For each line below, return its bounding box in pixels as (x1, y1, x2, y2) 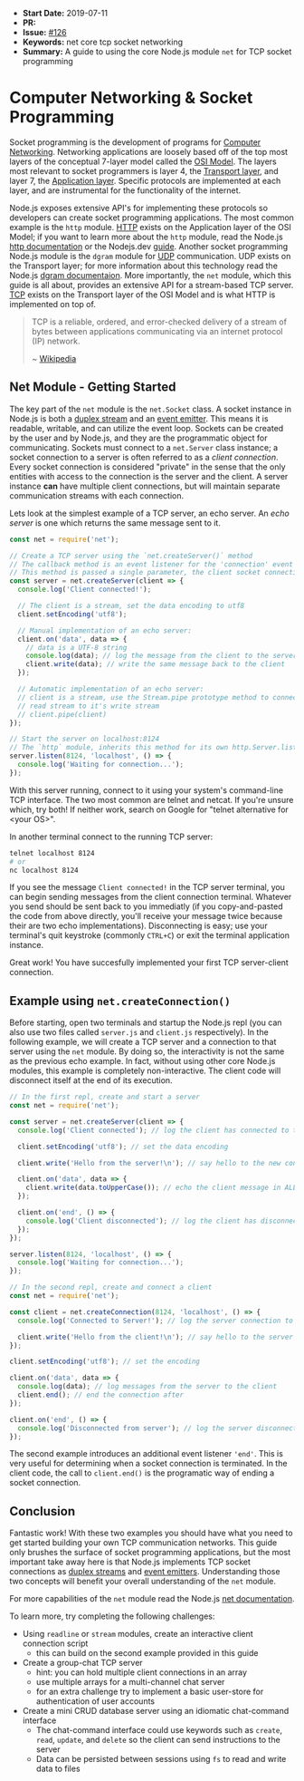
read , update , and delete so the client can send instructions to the (35, 1735, 280, 1746)
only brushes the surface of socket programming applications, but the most (9, 1547, 291, 1558)
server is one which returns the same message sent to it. (9, 517, 222, 528)
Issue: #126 (22, 27, 67, 37)
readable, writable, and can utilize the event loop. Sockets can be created (9, 422, 284, 433)
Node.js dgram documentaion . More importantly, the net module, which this (9, 269, 292, 280)
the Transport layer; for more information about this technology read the (9, 260, 279, 271)
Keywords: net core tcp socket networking (22, 36, 184, 47)
